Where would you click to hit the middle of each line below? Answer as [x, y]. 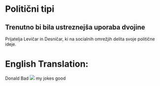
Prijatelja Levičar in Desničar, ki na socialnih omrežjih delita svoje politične [80, 39]
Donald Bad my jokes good [35, 78]
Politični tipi [30, 9]
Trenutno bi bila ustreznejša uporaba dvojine [75, 27]
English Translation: [47, 64]
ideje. [11, 44]
